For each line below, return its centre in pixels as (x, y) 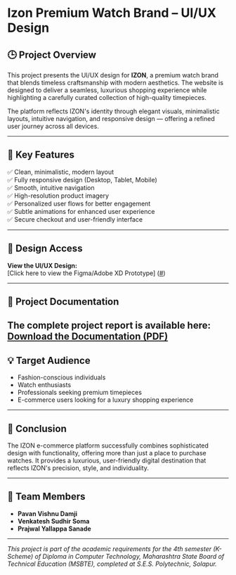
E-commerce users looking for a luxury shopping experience (105, 400)
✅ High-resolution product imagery (58, 196)
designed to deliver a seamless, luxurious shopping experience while (107, 90)
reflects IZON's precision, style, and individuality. (78, 468)
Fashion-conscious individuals (61, 377)
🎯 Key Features (41, 155)
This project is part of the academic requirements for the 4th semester (110, 549)
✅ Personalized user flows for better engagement (79, 203)
